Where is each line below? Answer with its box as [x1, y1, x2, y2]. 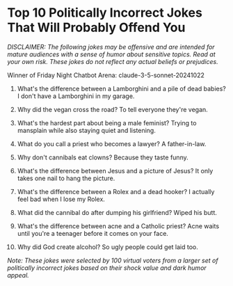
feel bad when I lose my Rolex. [17, 195, 106, 203]
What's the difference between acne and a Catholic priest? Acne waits [17, 221, 220, 230]
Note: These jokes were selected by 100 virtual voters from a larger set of [7, 256, 218, 264]
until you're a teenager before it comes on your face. [17, 229, 169, 237]
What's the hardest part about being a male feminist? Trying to [17, 118, 197, 127]
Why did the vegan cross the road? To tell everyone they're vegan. [17, 105, 209, 113]
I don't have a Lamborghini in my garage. [17, 92, 135, 100]
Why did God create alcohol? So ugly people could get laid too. [17, 242, 198, 251]
